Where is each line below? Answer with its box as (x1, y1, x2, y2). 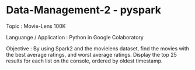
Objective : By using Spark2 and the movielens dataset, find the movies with (6, 45, 190, 52)
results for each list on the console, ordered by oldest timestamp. (6, 57, 163, 64)
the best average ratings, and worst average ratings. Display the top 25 (6, 51, 177, 58)
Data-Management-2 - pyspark (6, 3, 162, 17)
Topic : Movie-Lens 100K (6, 23, 66, 30)
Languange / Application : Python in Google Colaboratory (6, 34, 144, 40)
